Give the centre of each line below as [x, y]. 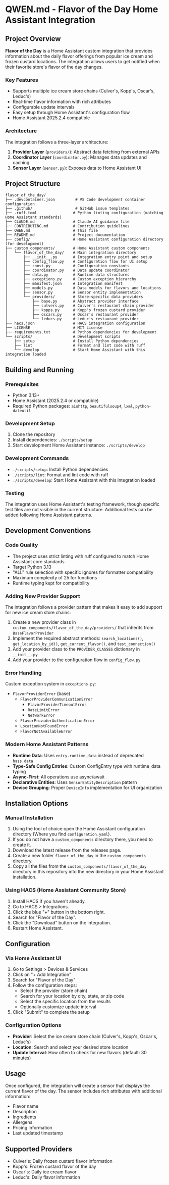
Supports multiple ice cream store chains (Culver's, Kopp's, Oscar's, [83, 91]
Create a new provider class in [44, 622]
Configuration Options [33, 1025]
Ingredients [24, 1117]
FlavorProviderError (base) [41, 694]
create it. [22, 845]
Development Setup [30, 424]
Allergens [22, 1122]
